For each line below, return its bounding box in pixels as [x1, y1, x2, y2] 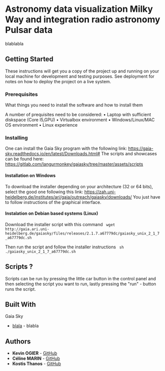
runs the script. [5, 286, 36, 292]
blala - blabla [12, 323, 39, 329]
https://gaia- [128, 145, 154, 151]
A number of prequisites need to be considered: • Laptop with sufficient [5, 112, 151, 118]
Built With [5, 300, 36, 308]
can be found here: [5, 156, 44, 162]
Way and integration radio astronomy [5, 14, 161, 25]
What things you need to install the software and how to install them [5, 102, 143, 108]
